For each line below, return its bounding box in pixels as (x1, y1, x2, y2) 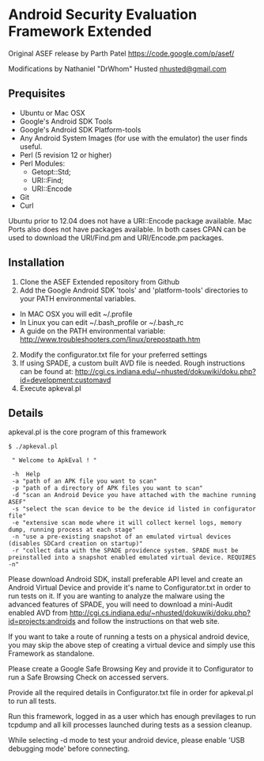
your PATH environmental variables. (19, 293, 137, 303)
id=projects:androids (8, 617, 77, 626)
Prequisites (8, 87, 66, 101)
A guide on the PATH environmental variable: (19, 326, 166, 335)
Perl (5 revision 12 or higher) (19, 150, 112, 159)
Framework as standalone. (8, 648, 95, 659)
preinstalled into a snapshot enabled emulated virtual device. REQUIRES (8, 553, 257, 562)
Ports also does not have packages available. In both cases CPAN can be (8, 224, 247, 234)
